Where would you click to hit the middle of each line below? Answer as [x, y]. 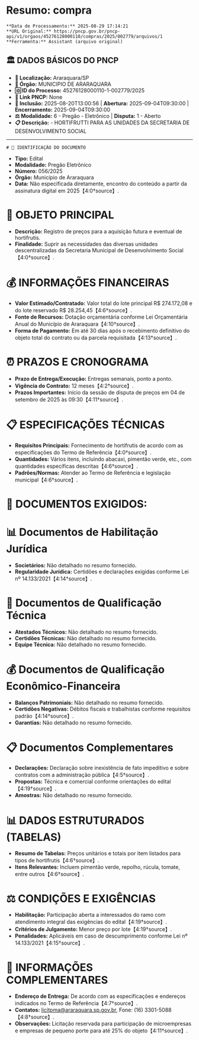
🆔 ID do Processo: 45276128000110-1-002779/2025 [80, 90]
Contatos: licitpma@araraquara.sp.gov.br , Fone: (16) [79, 1010]
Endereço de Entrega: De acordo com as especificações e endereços [100, 996]
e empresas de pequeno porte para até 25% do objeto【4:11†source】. [101, 1031]
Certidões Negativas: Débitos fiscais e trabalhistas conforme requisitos [102, 709]
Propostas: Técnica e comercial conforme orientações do [85, 782]
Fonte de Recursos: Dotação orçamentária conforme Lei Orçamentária [101, 317]
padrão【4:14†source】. [44, 716]
